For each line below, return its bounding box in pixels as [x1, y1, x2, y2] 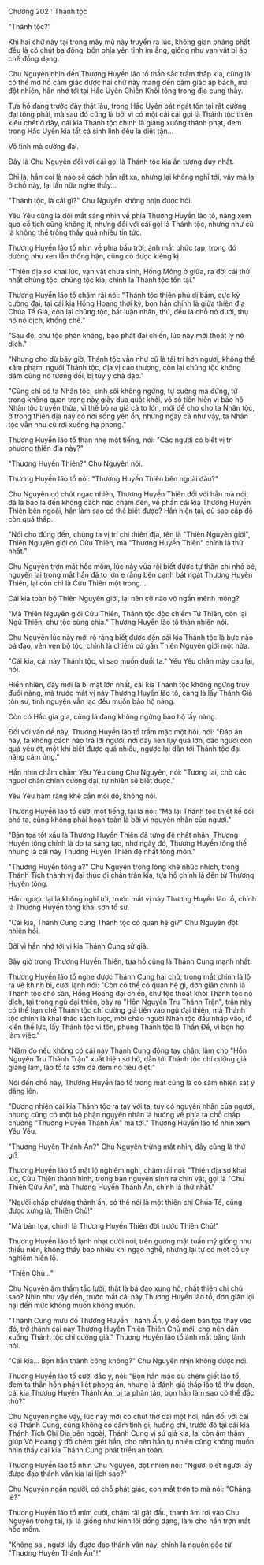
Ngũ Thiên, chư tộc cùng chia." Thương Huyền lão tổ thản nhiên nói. [8, 618, 229, 626]
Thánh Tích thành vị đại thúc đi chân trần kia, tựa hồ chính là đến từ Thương [8, 871, 255, 879]
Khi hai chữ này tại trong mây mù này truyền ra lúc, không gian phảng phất [8, 37, 251, 46]
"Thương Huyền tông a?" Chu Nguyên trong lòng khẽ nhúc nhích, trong [8, 862, 240, 872]
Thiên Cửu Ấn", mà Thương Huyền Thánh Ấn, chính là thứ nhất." [8, 1182, 215, 1191]
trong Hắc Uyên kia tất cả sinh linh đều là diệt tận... [8, 126, 174, 136]
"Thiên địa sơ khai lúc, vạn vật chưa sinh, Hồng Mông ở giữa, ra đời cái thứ [8, 267, 251, 276]
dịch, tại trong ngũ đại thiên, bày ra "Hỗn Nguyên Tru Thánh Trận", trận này [8, 997, 252, 1006]
